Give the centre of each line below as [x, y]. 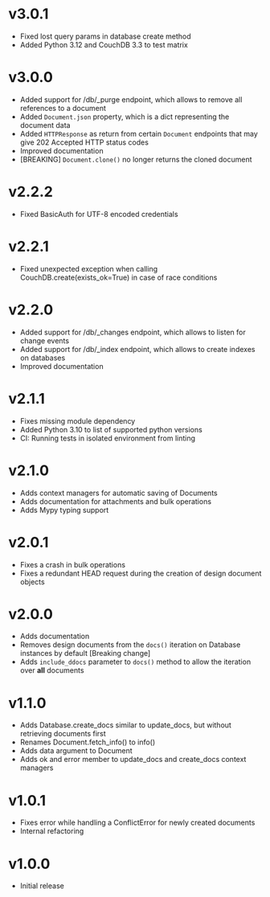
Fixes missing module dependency [78, 421]
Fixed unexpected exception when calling [89, 268]
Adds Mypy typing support [64, 510]
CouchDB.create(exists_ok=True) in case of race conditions [119, 277]
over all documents [52, 670]
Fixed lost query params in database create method [105, 36]
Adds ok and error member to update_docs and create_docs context [133, 760]
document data [45, 125]
